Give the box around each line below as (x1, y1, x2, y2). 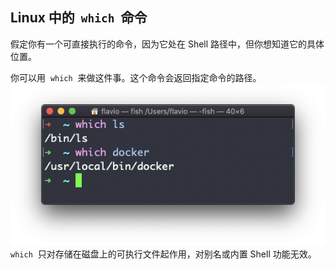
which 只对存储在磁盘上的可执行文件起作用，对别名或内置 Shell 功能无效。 (10, 248, 317, 260)
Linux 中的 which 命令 (10, 9, 148, 27)
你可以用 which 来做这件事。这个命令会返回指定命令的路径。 (10, 71, 262, 83)
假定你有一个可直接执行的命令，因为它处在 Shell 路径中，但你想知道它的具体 (10, 38, 325, 50)
